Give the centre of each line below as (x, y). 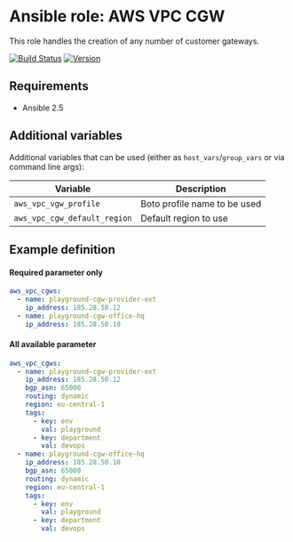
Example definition (62, 250)
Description (201, 189)
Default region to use (184, 218)
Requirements (49, 86)
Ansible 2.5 (43, 108)
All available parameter (53, 344)
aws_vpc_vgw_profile (57, 203)
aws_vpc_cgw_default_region (73, 218)
